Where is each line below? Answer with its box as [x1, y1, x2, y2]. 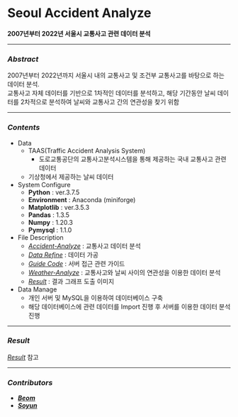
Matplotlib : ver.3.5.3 [28, 203, 90, 211]
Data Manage [17, 285, 57, 294]
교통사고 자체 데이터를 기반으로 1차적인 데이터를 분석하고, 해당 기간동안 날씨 [7, 89, 216, 97]
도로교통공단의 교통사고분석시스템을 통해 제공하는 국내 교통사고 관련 [38, 155, 227, 163]
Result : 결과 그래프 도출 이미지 [28, 277, 115, 285]
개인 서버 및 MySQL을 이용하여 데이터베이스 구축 [28, 293, 164, 302]
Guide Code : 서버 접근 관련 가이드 [28, 259, 125, 267]
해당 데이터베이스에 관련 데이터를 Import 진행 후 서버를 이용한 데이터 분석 [28, 302, 231, 311]
